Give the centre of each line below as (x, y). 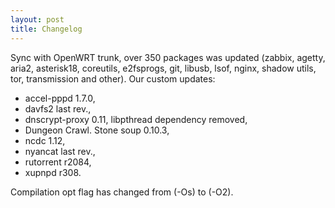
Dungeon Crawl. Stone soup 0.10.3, (97, 130)
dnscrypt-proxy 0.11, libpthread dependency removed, (136, 119)
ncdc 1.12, (45, 140)
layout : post (37, 19)
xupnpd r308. (53, 172)
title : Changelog (46, 29)
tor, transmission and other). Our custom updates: (113, 78)
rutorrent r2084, (58, 162)
